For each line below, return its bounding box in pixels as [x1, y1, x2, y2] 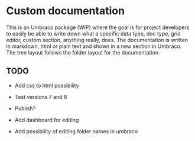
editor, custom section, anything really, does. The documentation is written [6, 36, 188, 43]
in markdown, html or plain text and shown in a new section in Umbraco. [6, 43, 182, 50]
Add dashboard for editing [14, 116, 79, 123]
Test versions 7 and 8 [14, 93, 67, 100]
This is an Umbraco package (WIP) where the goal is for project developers [6, 24, 190, 31]
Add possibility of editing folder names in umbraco [14, 127, 138, 134]
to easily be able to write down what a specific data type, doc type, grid [6, 30, 181, 37]
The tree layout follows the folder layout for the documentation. [6, 49, 160, 56]
